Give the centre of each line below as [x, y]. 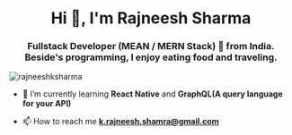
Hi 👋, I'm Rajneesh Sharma [151, 18]
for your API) [47, 104]
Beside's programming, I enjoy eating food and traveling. [151, 57]
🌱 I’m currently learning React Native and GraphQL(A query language [152, 94]
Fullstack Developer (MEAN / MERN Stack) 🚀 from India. [151, 46]
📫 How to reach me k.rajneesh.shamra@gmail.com [121, 122]
